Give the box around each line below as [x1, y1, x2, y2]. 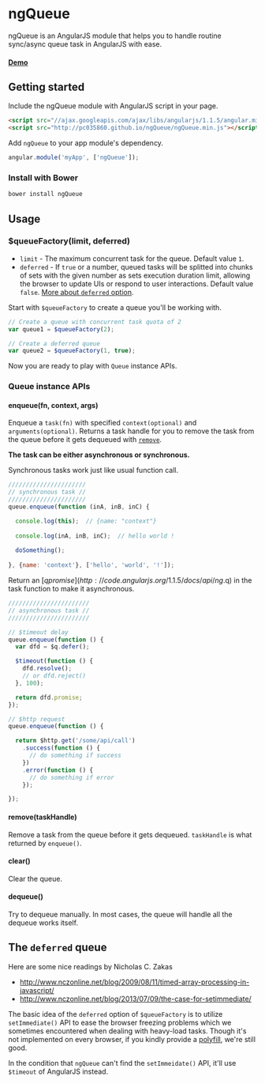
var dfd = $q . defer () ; [15, 643, 90, 651]
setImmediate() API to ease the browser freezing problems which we [8, 1018, 232, 1027]
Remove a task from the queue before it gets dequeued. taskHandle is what [8, 829, 252, 839]
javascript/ [19, 985, 54, 995]
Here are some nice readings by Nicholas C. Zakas [8, 961, 174, 971]
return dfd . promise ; [15, 693, 83, 701]
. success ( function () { [22, 744, 101, 752]
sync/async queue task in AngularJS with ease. [8, 39, 162, 48]
